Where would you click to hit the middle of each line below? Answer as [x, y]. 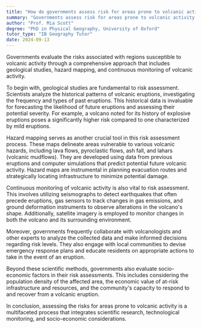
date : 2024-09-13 [28, 40]
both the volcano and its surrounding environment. [69, 220]
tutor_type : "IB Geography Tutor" [50, 34]
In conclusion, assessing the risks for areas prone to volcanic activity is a [97, 306]
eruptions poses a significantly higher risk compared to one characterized [98, 120]
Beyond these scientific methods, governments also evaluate [82, 269]
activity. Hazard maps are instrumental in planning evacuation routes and [97, 170]
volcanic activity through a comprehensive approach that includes [88, 63]
